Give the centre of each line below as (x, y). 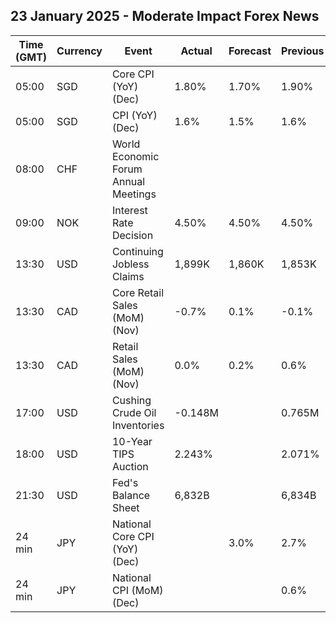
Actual (196, 51)
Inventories (138, 425)
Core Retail (138, 292)
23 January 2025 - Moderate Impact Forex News (165, 16)
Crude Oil (134, 412)
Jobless (130, 264)
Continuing (137, 251)
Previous (303, 51)
